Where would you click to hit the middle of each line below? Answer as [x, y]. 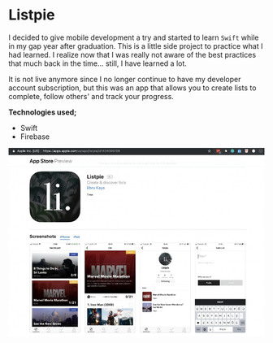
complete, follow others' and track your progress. [91, 96]
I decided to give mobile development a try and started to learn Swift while [134, 37]
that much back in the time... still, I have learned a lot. [97, 63]
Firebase [35, 137]
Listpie [32, 15]
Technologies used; [43, 112]
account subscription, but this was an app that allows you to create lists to [132, 88]
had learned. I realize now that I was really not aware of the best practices [132, 54]
